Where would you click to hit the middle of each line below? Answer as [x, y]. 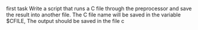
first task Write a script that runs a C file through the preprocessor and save [99, 9]
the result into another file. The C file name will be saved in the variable [93, 15]
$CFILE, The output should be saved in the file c [65, 21]
